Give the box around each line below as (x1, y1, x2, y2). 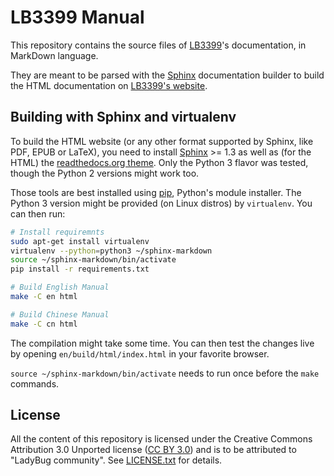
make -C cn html (10, 319, 78, 329)
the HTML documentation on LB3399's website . (10, 79, 208, 91)
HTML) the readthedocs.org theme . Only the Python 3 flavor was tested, (10, 156, 309, 168)
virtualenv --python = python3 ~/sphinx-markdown (10, 246, 213, 256)
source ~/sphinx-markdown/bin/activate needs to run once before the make (10, 367, 320, 379)
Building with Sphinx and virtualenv (10, 109, 237, 126)
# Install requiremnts (10, 227, 105, 237)
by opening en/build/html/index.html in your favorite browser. (10, 347, 270, 360)
